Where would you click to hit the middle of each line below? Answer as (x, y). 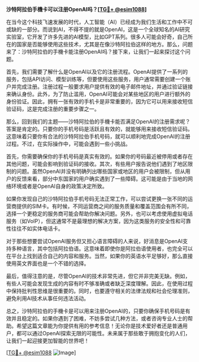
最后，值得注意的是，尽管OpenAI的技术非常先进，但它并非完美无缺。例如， (98, 276)
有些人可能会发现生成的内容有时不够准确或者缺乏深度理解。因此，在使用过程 (99, 284)
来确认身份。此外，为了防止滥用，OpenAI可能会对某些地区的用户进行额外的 (98, 94)
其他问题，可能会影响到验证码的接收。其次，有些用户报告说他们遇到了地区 (97, 164)
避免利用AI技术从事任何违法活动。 (48, 298)
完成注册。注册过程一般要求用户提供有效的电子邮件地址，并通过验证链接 (105, 86)
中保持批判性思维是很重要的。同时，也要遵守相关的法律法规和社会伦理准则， (99, 291)
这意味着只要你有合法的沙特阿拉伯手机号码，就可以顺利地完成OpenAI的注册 (98, 136)
